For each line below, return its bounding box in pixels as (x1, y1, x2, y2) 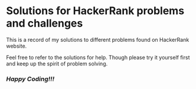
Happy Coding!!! (6, 75, 55, 83)
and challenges (6, 17, 83, 30)
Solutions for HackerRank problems (6, 4, 185, 18)
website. (6, 42, 27, 50)
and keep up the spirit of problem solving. (6, 60, 108, 67)
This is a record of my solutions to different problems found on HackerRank (6, 36, 190, 43)
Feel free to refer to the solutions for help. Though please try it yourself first (6, 54, 190, 61)
